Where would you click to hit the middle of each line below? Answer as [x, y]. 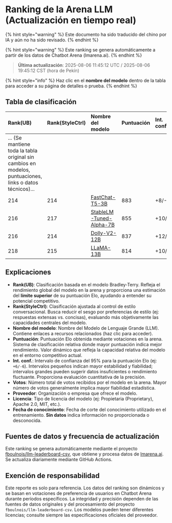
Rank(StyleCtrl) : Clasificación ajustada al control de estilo [74, 306]
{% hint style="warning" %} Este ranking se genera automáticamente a [80, 50]
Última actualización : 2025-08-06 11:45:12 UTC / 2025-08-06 [84, 65]
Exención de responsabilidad [52, 476]
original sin [21, 157]
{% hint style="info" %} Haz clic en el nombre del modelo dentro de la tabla [86, 80]
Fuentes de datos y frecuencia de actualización [82, 436]
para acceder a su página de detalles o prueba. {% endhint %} [71, 86]
